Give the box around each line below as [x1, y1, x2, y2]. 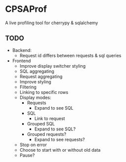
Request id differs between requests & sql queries [19, 52, 122, 58]
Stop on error [19, 142, 47, 148]
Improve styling [19, 79, 51, 84]
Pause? [19, 152, 35, 158]
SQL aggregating [19, 68, 54, 74]
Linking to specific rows [19, 89, 68, 95]
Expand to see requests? [34, 136, 85, 142]
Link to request [34, 115, 65, 121]
